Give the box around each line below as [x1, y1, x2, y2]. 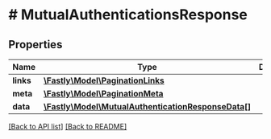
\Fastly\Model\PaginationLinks [43, 75, 165, 86]
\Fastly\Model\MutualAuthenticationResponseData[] [43, 101, 252, 112]
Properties [8, 38, 63, 51]
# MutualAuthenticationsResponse [8, 6, 248, 24]
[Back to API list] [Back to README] [8, 122, 127, 131]
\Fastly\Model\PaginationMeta [43, 88, 164, 99]
